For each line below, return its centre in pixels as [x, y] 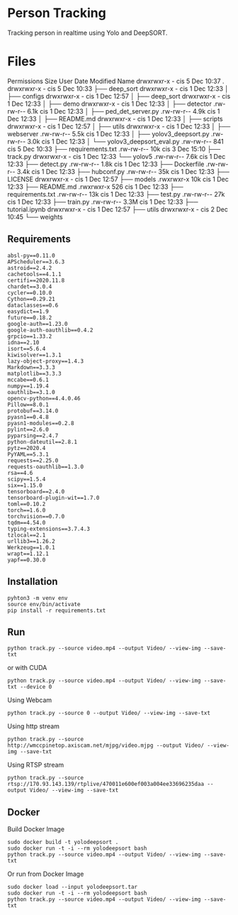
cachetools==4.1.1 [34, 274]
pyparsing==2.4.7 [33, 435]
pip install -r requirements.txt [57, 610]
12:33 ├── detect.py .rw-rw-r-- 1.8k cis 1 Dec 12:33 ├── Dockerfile [106, 164]
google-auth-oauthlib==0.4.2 [50, 330]
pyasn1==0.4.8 [28, 417]
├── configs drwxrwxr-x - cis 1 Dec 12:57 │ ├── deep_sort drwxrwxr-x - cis [119, 96]
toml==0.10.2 [27, 504]
